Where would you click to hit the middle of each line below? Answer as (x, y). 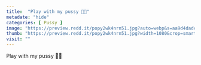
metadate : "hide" (28, 17)
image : (14, 28)
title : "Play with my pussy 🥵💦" (48, 12)
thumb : (14, 34)
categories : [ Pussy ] (34, 22)
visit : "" (19, 39)
